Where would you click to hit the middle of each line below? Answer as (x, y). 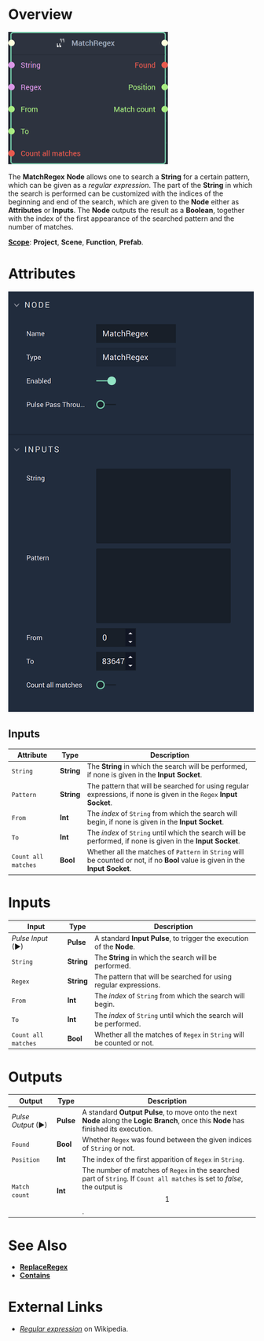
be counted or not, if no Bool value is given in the (166, 860)
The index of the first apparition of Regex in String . (163, 1159)
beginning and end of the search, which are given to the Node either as (124, 201)
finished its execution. (117, 1129)
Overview (40, 15)
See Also (38, 1245)
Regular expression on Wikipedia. (74, 1329)
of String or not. (108, 1148)
